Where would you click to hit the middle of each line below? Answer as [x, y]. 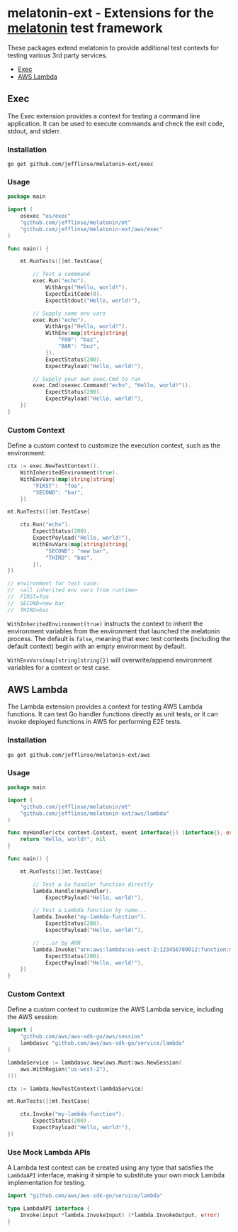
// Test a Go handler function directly [93, 884]
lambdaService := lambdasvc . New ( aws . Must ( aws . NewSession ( [95, 1062]
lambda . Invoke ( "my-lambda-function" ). [90, 917]
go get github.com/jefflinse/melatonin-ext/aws [79, 755]
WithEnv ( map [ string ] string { [87, 333]
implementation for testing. [47, 1183]
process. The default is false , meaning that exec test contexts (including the [119, 638]
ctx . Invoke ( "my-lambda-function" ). [73, 1114]
